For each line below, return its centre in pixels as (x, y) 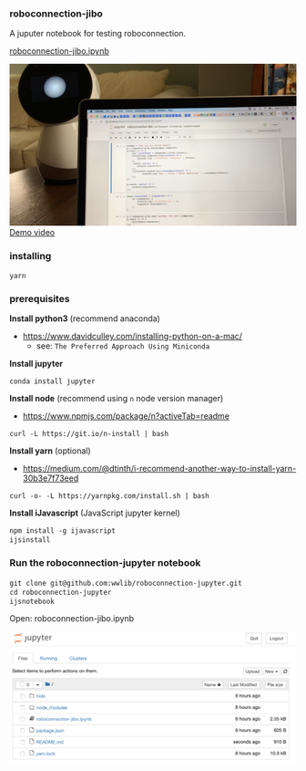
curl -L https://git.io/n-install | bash (89, 434)
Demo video (32, 232)
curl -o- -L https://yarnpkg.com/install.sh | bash (109, 496)
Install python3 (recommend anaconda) (85, 318)
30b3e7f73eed (51, 478)
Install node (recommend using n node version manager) (117, 399)
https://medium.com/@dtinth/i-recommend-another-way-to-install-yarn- (159, 469)
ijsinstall (30, 540)
